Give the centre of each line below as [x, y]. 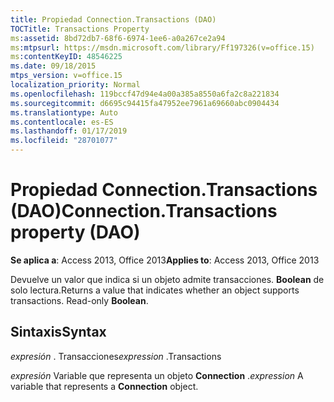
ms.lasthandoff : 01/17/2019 [69, 131]
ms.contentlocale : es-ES [62, 122]
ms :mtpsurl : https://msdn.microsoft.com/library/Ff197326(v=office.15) [162, 47]
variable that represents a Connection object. [104, 386]
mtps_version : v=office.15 [66, 76]
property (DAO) [75, 232]
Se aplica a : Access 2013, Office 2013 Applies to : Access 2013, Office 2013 [165, 260]
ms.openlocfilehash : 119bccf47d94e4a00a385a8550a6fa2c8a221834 [145, 94]
